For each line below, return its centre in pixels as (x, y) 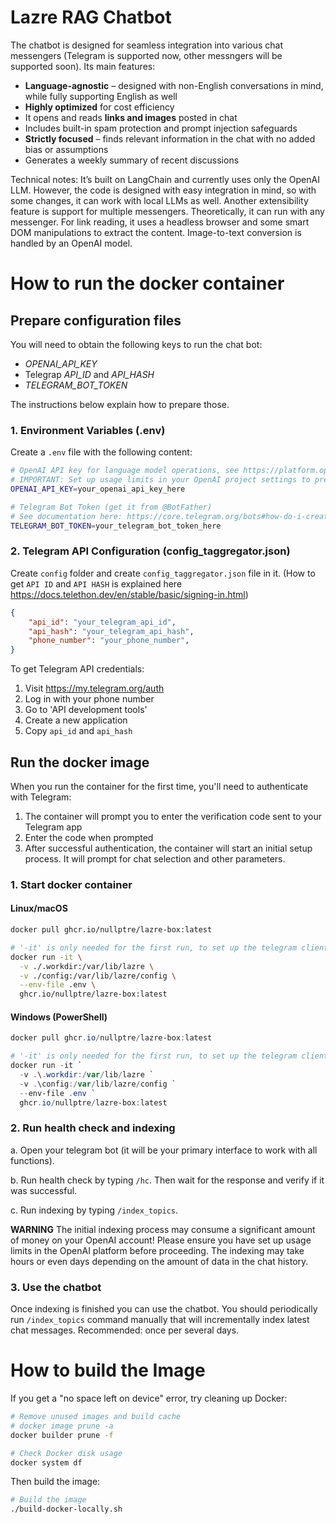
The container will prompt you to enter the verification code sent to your (173, 816)
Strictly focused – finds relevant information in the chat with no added (170, 138)
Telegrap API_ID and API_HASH (89, 374)
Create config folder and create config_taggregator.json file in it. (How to (163, 573)
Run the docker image (80, 762)
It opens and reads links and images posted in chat (131, 117)
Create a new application (76, 720)
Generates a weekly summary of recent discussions (132, 160)
